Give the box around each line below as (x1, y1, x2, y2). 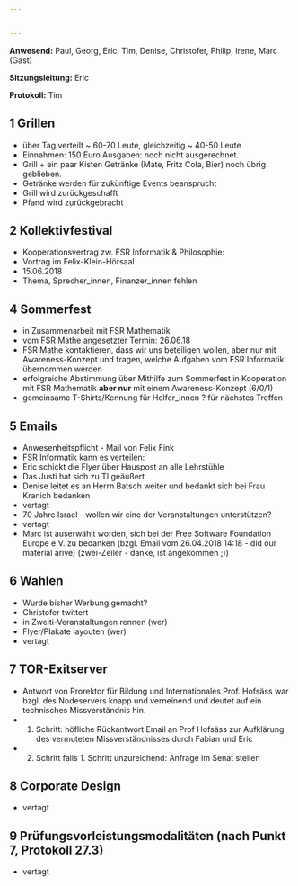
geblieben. (22, 168, 63, 179)
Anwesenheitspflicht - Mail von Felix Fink (22, 443, 175, 452)
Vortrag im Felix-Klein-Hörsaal (22, 256, 135, 267)
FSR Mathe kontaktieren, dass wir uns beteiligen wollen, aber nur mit (22, 345, 276, 355)
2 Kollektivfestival (9, 222, 113, 238)
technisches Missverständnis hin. (22, 704, 146, 715)
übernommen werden (22, 363, 103, 374)
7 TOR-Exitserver (9, 662, 108, 677)
